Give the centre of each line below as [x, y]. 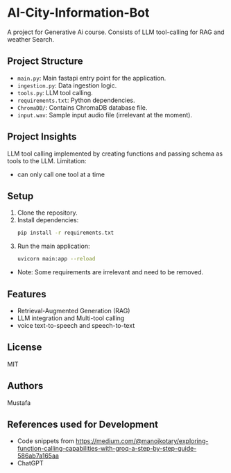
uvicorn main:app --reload [56, 259]
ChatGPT [30, 463]
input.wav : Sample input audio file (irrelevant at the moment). [105, 115]
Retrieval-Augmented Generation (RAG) [74, 310]
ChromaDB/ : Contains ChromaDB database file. [82, 107]
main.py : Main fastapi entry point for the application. [92, 78]
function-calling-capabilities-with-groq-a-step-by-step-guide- [107, 449]
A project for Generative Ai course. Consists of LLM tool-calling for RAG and [116, 32]
